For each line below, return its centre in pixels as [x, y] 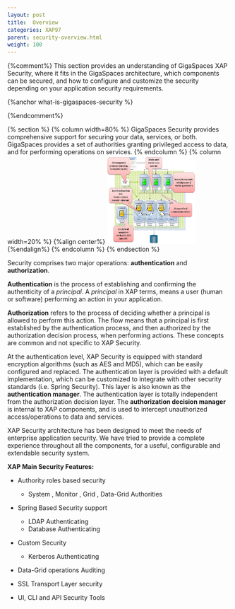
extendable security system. [48, 453]
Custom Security [42, 543]
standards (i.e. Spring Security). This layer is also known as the [99, 387]
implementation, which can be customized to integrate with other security [115, 379]
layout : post [26, 15]
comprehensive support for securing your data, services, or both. [102, 137]
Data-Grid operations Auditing [61, 570]
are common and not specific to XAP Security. [74, 343]
